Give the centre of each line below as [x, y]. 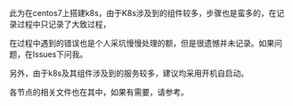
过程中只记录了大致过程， [64, 24]
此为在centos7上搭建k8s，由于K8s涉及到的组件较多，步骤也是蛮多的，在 [143, 13]
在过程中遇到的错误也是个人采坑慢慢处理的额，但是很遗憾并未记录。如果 [142, 43]
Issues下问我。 [60, 54]
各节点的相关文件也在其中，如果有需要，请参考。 [99, 92]
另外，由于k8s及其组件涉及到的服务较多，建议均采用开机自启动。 [129, 73]
